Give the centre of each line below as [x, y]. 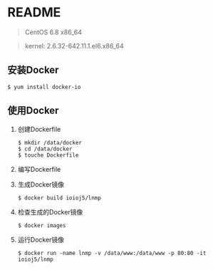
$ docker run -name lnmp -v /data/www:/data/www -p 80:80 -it [112, 253]
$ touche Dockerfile [48, 155]
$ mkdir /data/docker [50, 142]
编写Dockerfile [39, 169]
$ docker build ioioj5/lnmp [59, 198]
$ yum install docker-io [44, 87]
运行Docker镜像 [41, 239]
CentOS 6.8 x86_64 [53, 32]
